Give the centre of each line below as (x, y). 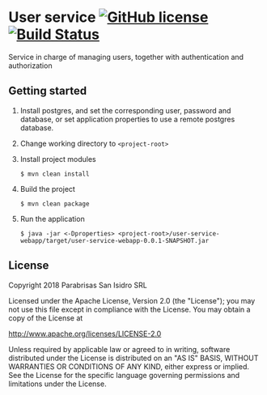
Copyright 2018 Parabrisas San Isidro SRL (78, 285)
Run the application (52, 219)
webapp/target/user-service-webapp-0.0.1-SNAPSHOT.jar (114, 240)
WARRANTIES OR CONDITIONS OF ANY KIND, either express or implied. (129, 366)
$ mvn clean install (55, 174)
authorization (30, 66)
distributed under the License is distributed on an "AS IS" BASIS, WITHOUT (133, 358)
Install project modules (58, 159)
